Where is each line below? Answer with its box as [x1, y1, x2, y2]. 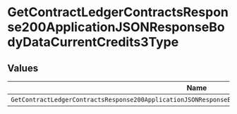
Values [7, 62, 39, 74]
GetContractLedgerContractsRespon [7, 4, 229, 20]
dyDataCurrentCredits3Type [7, 34, 179, 50]
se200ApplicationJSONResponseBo [7, 19, 225, 35]
